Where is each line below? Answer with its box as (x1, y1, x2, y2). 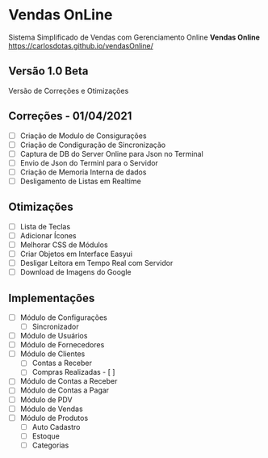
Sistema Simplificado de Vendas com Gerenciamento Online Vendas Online (8, 32, 261, 42)
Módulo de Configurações (19, 313, 107, 322)
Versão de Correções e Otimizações (8, 86, 129, 95)
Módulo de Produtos (19, 413, 89, 422)
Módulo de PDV (19, 394, 73, 405)
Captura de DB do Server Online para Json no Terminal (19, 149, 203, 158)
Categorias (31, 440, 69, 450)
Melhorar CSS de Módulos (19, 240, 108, 250)
